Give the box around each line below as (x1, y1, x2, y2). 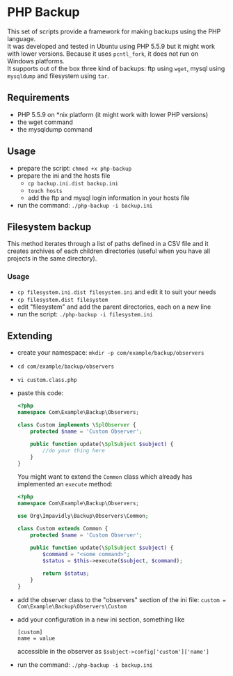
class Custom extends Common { (17, 525, 109, 532)
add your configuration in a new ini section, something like (17, 615, 185, 624)
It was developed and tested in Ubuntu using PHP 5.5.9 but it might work (7, 42, 216, 50)
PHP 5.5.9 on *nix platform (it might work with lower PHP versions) (17, 110, 209, 118)
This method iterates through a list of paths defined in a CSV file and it (7, 240, 209, 248)
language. (7, 34, 36, 43)
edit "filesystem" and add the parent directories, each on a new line (17, 302, 211, 311)
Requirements (7, 92, 70, 104)
